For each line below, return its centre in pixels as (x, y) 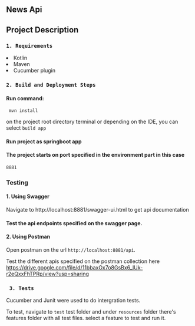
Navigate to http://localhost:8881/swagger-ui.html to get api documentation (98, 210)
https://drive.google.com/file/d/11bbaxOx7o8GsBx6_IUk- (75, 267)
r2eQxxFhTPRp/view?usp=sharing (48, 274)
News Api (24, 10)
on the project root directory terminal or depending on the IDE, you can (92, 122)
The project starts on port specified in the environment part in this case (95, 155)
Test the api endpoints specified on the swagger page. (74, 223)
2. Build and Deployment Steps (51, 85)
